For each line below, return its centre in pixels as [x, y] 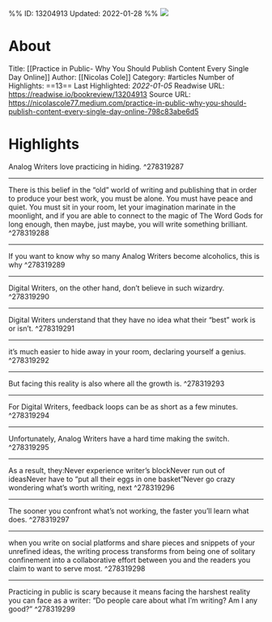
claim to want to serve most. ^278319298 [77, 568]
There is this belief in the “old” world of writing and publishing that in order [133, 189]
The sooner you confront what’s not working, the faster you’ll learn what [129, 510]
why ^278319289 [37, 264]
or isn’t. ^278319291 [42, 328]
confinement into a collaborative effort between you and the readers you [130, 560]
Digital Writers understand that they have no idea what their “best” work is [132, 319]
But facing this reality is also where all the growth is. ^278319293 [117, 383]
